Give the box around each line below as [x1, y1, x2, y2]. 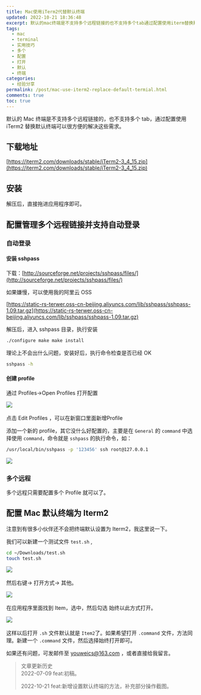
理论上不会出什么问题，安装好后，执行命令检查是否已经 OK [6, 349, 152, 356]
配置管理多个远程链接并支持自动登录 [6, 219, 140, 229]
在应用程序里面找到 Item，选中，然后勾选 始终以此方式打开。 [6, 605, 157, 612]
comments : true [6, 92, 44, 98]
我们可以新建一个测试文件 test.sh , [6, 537, 93, 545]
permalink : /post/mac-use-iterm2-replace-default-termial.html [6, 87, 167, 93]
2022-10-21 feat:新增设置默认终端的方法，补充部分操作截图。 [20, 682, 172, 690]
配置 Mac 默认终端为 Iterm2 [6, 508, 109, 518]
